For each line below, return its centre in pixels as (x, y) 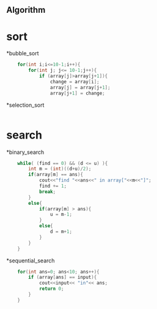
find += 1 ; (53, 186)
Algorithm (26, 10)
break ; (47, 192)
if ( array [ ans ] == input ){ (63, 277)
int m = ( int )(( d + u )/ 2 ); (60, 169)
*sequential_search (31, 261)
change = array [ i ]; (75, 82)
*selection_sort (25, 105)
